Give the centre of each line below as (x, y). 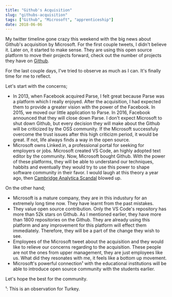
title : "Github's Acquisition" (39, 10)
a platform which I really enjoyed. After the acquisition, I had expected (87, 102)
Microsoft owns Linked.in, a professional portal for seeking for (79, 145)
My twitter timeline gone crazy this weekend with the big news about (78, 39)
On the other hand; (25, 188)
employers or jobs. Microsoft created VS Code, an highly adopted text (87, 151)
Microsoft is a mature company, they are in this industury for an (80, 198)
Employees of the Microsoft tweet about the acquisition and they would (88, 242)
